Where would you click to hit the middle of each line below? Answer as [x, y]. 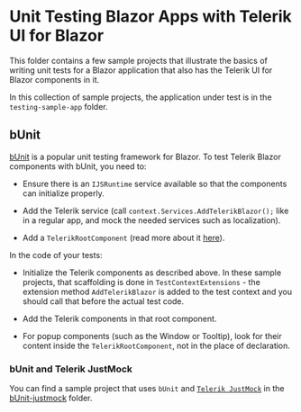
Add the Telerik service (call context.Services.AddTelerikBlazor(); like [155, 210]
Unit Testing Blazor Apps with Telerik [151, 17]
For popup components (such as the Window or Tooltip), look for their [152, 336]
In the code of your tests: [56, 255]
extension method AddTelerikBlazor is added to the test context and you [157, 291]
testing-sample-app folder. [59, 106]
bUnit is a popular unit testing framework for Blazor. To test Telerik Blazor [145, 157]
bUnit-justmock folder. [51, 399]
